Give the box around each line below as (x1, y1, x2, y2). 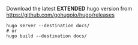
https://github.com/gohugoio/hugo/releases (6, 11, 115, 18)
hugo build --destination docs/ (6, 33, 87, 39)
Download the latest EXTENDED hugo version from (6, 5, 133, 12)
